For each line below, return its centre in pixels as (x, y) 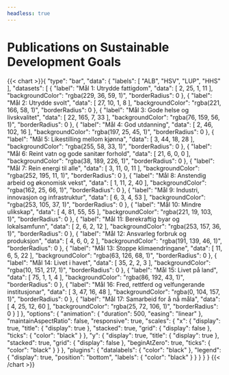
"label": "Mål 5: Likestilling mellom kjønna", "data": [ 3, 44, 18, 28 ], (101, 139)
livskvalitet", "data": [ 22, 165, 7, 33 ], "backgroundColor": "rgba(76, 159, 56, (113, 117)
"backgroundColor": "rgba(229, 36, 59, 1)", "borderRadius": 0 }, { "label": (110, 95)
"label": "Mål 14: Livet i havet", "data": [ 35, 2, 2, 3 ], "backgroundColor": (109, 262)
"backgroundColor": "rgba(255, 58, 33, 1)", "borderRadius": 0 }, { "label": (109, 146)
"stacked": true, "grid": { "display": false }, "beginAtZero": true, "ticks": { (109, 342)
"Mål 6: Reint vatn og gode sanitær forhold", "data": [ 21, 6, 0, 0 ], (99, 153)
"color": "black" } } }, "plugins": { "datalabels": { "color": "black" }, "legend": (114, 350)
